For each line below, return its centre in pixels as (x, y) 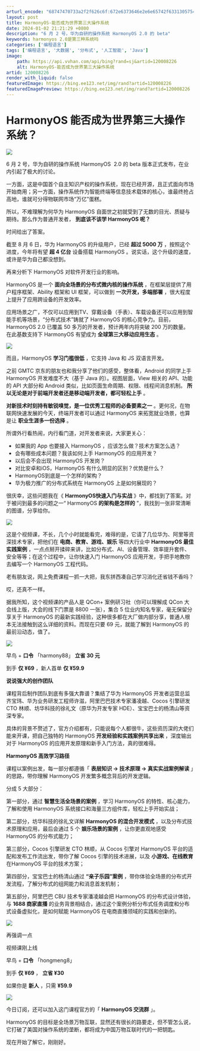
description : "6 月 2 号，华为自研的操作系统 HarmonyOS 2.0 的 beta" (88, 34)
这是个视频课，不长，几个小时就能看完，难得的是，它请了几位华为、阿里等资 (100, 534)
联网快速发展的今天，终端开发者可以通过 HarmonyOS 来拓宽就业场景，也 (96, 413)
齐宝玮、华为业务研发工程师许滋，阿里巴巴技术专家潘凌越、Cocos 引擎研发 (98, 701)
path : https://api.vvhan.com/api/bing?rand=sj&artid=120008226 (97, 61)
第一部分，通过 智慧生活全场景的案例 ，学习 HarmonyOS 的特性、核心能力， (100, 801)
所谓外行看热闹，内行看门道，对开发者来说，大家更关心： (76, 433)
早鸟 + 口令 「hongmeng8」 (41, 960)
